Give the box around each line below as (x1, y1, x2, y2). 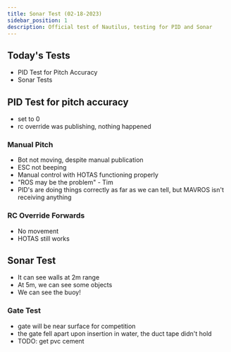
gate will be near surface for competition (17, 322, 136, 330)
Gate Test (7, 306, 41, 315)
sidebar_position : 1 (7, 17, 68, 24)
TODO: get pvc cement (17, 337, 85, 345)
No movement (17, 227, 59, 235)
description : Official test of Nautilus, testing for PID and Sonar (7, 23, 213, 30)
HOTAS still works (17, 234, 70, 243)
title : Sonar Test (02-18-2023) (7, 10, 102, 18)
